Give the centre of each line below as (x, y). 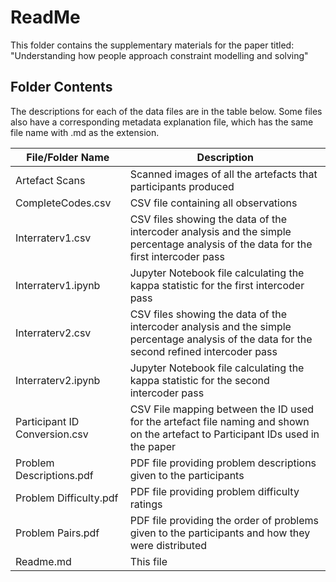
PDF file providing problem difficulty (214, 491)
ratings (146, 504)
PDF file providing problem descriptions (223, 463)
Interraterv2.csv (53, 333)
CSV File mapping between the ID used (222, 409)
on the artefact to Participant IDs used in (224, 434)
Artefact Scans (50, 180)
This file (148, 561)
